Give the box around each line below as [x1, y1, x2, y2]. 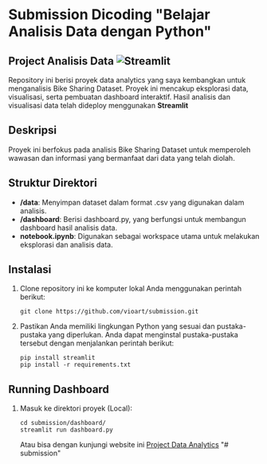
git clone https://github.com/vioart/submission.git [19, 308, 199, 316]
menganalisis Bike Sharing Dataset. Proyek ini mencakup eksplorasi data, [8, 84, 249, 93]
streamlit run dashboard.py [19, 426, 113, 435]
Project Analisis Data [8, 54, 114, 68]
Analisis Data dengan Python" [8, 22, 212, 41]
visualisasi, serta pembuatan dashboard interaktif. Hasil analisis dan [8, 92, 231, 101]
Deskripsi [8, 123, 57, 137]
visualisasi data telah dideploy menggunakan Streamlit [8, 101, 189, 110]
